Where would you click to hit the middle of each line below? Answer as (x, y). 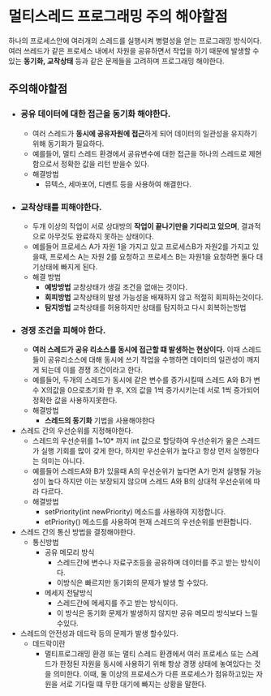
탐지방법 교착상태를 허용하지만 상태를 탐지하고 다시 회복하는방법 (145, 307)
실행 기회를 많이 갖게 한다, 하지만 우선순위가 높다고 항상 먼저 (136, 451)
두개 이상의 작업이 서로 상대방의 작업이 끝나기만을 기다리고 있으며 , (135, 226)
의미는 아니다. (63, 461)
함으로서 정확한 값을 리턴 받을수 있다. (91, 164)
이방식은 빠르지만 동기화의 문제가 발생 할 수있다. (132, 583)
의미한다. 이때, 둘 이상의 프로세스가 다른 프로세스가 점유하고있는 (154, 674)
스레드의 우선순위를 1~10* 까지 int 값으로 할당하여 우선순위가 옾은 (135, 441)
